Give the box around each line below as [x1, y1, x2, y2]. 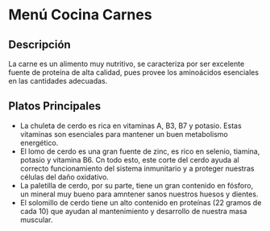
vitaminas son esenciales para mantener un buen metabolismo [19, 129, 228, 138]
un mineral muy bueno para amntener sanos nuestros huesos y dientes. [19, 189, 259, 199]
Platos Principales [8, 99, 102, 113]
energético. [19, 138, 59, 147]
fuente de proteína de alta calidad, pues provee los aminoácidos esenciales [8, 68, 260, 77]
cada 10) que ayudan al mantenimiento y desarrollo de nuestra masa [19, 206, 247, 216]
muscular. [19, 215, 53, 225]
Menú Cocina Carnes [8, 6, 152, 24]
